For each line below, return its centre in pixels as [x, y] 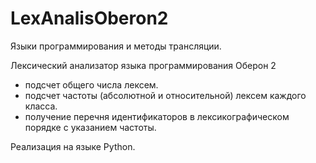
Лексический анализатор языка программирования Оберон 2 [143, 65]
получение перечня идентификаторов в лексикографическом [157, 116]
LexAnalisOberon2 [89, 18]
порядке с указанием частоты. [90, 127]
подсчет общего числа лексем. [91, 84]
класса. [41, 106]
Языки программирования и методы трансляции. [116, 46]
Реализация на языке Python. [73, 146]
